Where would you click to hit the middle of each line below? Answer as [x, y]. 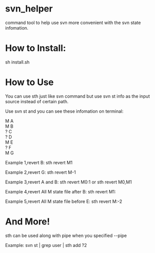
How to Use [29, 82]
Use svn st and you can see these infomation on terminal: [64, 111]
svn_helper [29, 9]
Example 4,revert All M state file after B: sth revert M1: [60, 191]
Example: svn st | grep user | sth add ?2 [46, 245]
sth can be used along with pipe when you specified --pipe [66, 235]
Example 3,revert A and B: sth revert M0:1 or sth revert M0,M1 [68, 182]
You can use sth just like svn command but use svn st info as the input [77, 96]
